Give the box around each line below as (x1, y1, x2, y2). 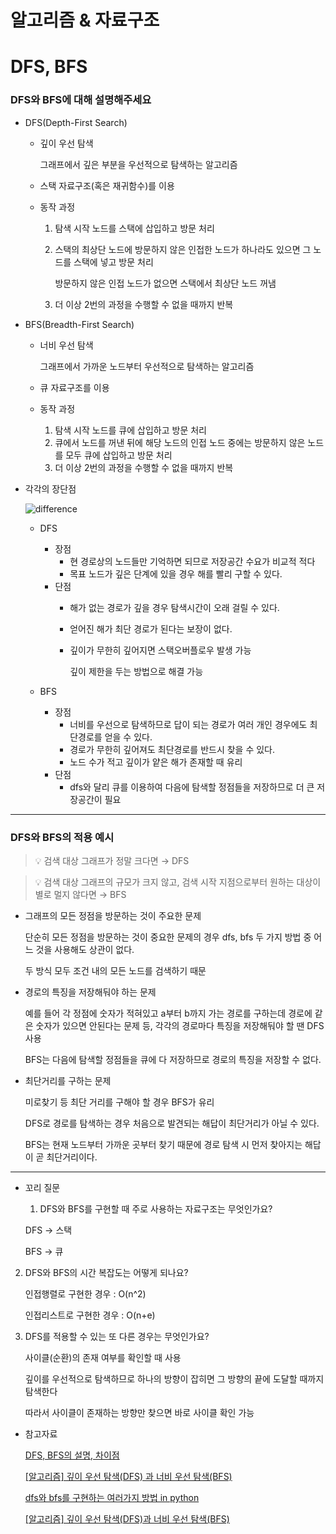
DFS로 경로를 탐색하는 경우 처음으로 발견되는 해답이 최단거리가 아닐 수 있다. (24, 1117, 320, 1129)
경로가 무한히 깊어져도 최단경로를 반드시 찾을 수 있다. (69, 743, 276, 755)
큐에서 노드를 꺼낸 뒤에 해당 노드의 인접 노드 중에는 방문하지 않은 (54, 436, 306, 448)
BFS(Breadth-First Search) (24, 318, 135, 330)
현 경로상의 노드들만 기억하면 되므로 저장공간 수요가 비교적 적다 (69, 555, 316, 567)
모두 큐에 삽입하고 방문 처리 (65, 449, 173, 461)
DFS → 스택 (24, 1224, 73, 1236)
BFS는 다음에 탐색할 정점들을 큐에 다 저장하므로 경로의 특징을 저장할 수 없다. (24, 1053, 322, 1065)
